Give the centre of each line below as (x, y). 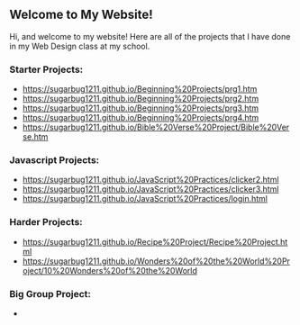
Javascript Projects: (55, 160)
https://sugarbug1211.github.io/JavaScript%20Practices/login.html (145, 199)
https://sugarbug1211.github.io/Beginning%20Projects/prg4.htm (141, 118)
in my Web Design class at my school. (80, 46)
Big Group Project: (50, 293)
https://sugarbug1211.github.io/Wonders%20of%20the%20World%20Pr (156, 261)
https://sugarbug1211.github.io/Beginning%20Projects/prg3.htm (141, 108)
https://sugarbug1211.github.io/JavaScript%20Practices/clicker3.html (150, 189)
